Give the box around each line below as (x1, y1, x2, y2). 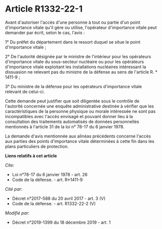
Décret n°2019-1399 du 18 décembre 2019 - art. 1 (12, 219, 111, 225)
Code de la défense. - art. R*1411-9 (12, 177, 83, 183)
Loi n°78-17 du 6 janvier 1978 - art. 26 (12, 171, 88, 177)
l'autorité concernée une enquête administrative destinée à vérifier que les (5, 103, 154, 109)
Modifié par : (5, 210, 30, 216)
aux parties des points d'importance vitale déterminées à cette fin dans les (5, 138, 154, 144)
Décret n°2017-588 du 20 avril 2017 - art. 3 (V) (12, 195, 106, 201)
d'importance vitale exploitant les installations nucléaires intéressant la (5, 64, 146, 70)
